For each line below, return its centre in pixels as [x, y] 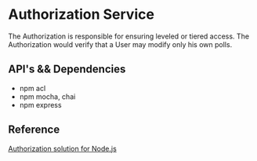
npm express [40, 104]
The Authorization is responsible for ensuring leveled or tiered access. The [128, 36]
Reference [34, 130]
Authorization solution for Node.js [63, 148]
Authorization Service [81, 15]
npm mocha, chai [47, 97]
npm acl [33, 88]
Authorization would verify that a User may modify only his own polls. [120, 44]
